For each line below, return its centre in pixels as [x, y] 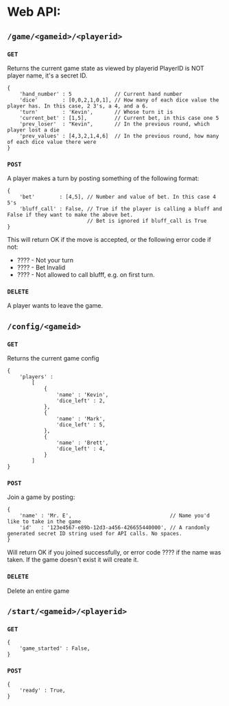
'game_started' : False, [55, 648]
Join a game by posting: [41, 497]
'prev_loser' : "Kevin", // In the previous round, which [115, 124]
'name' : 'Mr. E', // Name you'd [115, 516]
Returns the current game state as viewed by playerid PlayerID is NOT [106, 68]
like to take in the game [44, 522]
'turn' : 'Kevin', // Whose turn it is [96, 112]
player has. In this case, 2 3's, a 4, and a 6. [78, 106]
